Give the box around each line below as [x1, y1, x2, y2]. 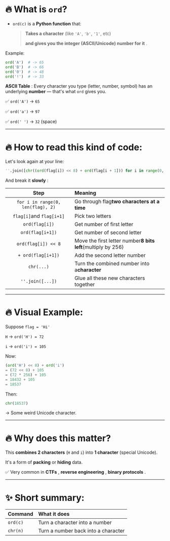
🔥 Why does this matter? [5, 432, 111, 444]
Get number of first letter [74, 221, 134, 228]
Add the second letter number [74, 252, 146, 259]
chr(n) [8, 528, 24, 534]
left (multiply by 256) [74, 244, 124, 251]
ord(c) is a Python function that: [12, 20, 82, 26]
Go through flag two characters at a [74, 198, 160, 205]
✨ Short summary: [5, 492, 84, 504]
